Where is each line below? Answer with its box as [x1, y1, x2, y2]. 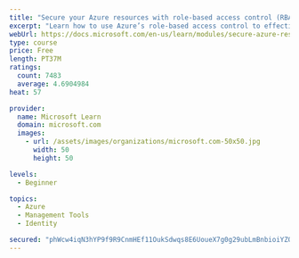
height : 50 [32, 154, 74, 162]
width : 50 [32, 146, 69, 154]
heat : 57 [9, 87, 42, 96]
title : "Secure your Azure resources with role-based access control [9, 12, 273, 22]
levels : [9, 170, 38, 179]
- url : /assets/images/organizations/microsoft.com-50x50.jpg [25, 137, 261, 146]
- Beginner [17, 178, 58, 187]
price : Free [9, 46, 53, 55]
